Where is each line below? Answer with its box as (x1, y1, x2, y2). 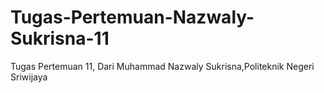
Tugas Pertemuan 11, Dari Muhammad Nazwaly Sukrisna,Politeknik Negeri (10, 60, 315, 72)
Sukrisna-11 (10, 27, 110, 50)
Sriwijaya (10, 71, 48, 83)
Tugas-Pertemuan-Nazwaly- (10, 6, 255, 29)
